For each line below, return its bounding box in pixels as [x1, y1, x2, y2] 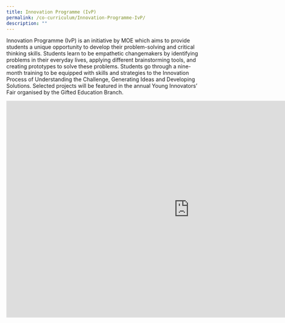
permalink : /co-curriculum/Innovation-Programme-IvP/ [6, 15, 146, 21]
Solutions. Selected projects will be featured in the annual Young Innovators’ [6, 82, 198, 90]
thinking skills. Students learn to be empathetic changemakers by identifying [6, 50, 199, 57]
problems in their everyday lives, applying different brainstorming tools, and [6, 56, 196, 64]
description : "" [6, 20, 47, 26]
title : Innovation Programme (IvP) [6, 9, 97, 15]
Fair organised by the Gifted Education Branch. [6, 89, 124, 96]
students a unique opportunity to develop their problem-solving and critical [6, 43, 195, 51]
